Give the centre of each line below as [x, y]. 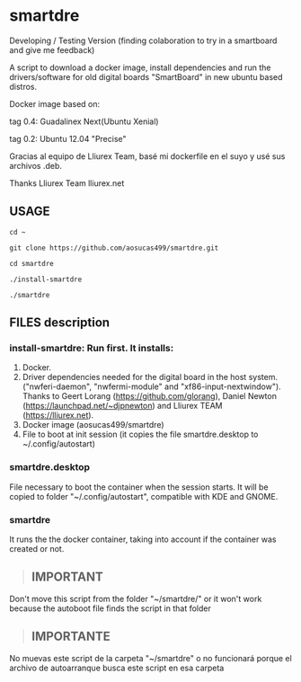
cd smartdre [31, 263]
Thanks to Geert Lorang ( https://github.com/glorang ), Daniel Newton [149, 396]
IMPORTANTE [71, 637]
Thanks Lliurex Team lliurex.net [67, 183]
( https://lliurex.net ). [58, 415]
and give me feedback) [52, 49]
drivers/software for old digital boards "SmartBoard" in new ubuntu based [146, 76]
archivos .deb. [36, 165]
